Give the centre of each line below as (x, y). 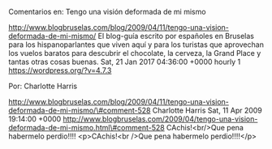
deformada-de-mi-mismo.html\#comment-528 (86, 128)
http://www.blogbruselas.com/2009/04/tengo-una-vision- (160, 119)
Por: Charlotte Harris (43, 86)
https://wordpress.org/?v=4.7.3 (60, 70)
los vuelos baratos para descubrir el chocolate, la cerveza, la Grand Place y (135, 53)
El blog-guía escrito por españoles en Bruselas (176, 36)
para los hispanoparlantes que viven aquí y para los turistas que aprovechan (136, 45)
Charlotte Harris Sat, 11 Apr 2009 (207, 110)
